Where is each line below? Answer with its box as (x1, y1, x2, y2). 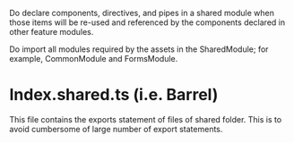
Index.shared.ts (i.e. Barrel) (9, 85, 219, 105)
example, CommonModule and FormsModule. (9, 54, 178, 63)
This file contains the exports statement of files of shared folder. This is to (9, 114, 282, 124)
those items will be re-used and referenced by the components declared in (9, 17, 285, 28)
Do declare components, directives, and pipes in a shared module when (9, 8, 275, 18)
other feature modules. (9, 27, 94, 37)
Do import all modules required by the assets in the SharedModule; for (9, 44, 269, 55)
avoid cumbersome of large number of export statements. (9, 123, 223, 134)
